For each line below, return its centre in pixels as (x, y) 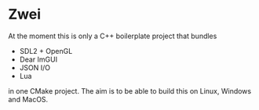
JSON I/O (35, 67)
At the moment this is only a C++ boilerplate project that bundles (113, 36)
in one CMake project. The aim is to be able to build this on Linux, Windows (130, 90)
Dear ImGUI (38, 59)
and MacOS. (28, 99)
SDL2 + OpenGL (46, 51)
